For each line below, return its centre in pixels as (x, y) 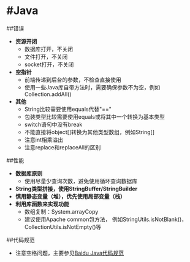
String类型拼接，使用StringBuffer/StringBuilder (76, 189)
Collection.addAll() (48, 94)
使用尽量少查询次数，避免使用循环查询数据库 (81, 181)
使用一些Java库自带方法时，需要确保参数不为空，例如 (92, 87)
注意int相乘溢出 (44, 140)
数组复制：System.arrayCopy (61, 211)
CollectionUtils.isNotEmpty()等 (63, 226)
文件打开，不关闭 (46, 56)
